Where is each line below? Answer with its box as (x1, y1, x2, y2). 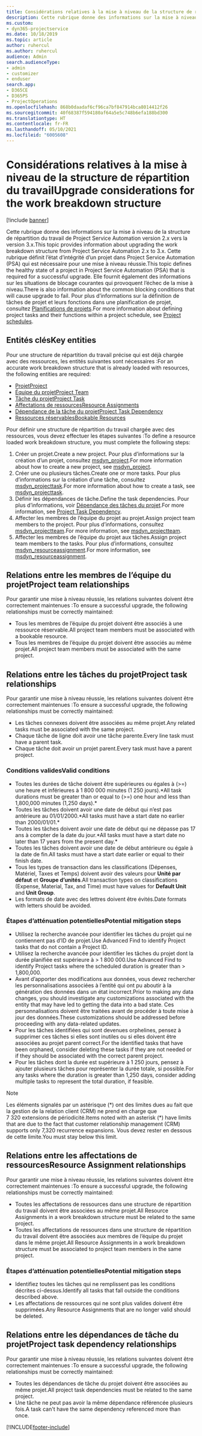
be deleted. (14, 1312, 43, 1320)
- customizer (6, 71, 39, 77)
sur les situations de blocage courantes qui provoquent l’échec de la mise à (6, 279, 194, 286)
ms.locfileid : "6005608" (6, 132, 69, 139)
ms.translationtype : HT (6, 115, 66, 121)
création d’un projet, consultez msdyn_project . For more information (14, 456, 182, 464)
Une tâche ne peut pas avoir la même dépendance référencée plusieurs (14, 1399, 194, 1406)
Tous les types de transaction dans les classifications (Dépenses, (14, 863, 177, 871)
